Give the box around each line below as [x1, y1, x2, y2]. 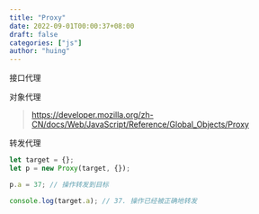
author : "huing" [9, 47, 70, 56]
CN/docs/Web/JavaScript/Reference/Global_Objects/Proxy [31, 119, 250, 130]
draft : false [9, 30, 58, 39]
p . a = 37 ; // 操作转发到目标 [9, 180, 110, 189]
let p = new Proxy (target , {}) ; [9, 164, 130, 173]
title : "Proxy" [9, 13, 67, 22]
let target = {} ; [9, 156, 75, 165]
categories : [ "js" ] [9, 38, 83, 48]
